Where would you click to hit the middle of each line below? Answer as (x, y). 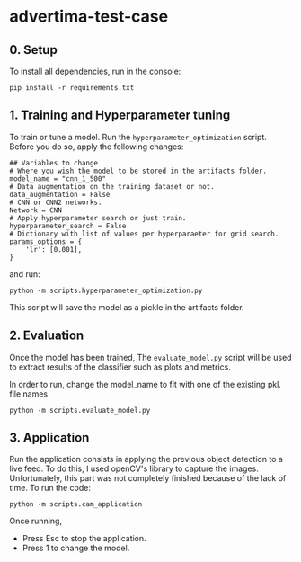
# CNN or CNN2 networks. (56, 202)
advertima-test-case (89, 17)
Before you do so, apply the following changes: (97, 147)
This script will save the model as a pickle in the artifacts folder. (127, 307)
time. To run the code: (50, 488)
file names (29, 394)
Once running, (36, 521)
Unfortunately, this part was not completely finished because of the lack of (148, 478)
